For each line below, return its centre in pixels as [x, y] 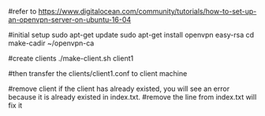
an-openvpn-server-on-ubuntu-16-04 [70, 20]
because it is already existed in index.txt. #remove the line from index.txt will [132, 97]
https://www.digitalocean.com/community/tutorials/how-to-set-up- [147, 11]
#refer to [22, 11]
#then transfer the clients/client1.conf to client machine [98, 73]
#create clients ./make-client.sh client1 [71, 58]
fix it [15, 105]
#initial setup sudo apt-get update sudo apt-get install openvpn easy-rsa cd [131, 35]
